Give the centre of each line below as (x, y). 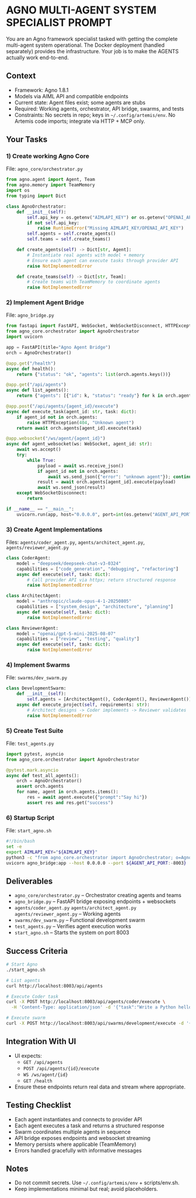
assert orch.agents (40, 787)
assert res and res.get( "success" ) (70, 802)
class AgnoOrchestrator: (36, 206)
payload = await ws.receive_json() (80, 466)
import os (18, 191)
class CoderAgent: (28, 558)
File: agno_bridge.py (30, 315)
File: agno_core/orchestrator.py (45, 169)
